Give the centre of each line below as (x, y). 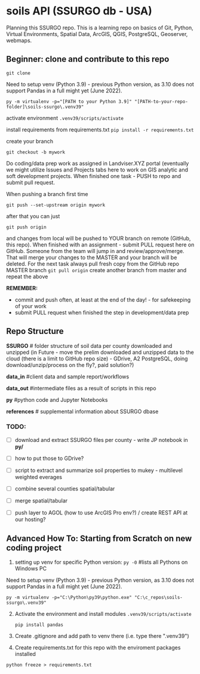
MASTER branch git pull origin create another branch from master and (96, 270)
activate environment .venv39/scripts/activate (65, 118)
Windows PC (30, 568)
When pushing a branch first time (47, 194)
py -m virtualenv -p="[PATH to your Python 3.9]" (69, 101)
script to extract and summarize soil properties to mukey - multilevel (99, 470)
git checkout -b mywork (36, 152)
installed (25, 654)
